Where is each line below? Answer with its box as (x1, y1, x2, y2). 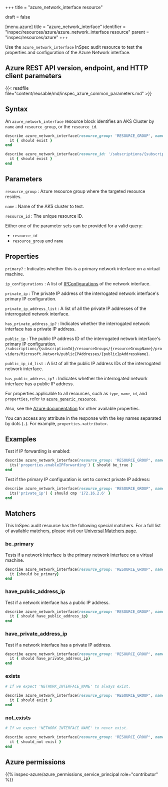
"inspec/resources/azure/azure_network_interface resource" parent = (5, 29, 149, 35)
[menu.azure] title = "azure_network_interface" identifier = (5, 24, 126, 30)
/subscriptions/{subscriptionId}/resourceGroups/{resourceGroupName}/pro (5, 346, 162, 351)
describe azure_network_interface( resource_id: (5, 151, 106, 157)
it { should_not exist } (9, 739, 61, 744)
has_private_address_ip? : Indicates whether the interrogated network (5, 321, 150, 327)
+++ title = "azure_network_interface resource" (5, 5, 103, 10)
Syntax (5, 105, 28, 113)
